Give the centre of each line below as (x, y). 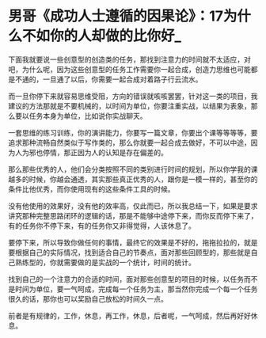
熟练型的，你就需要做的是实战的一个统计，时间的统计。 (105, 262)
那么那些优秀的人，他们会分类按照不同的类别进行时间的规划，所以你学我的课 (133, 169)
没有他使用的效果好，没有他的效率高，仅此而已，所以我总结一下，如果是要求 (133, 206)
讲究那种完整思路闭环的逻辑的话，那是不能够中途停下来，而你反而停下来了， (133, 215)
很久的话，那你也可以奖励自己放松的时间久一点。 (88, 298)
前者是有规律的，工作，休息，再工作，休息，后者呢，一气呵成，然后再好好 (129, 315)
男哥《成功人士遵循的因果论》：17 (116, 16)
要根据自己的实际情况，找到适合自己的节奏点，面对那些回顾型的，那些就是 (129, 252)
